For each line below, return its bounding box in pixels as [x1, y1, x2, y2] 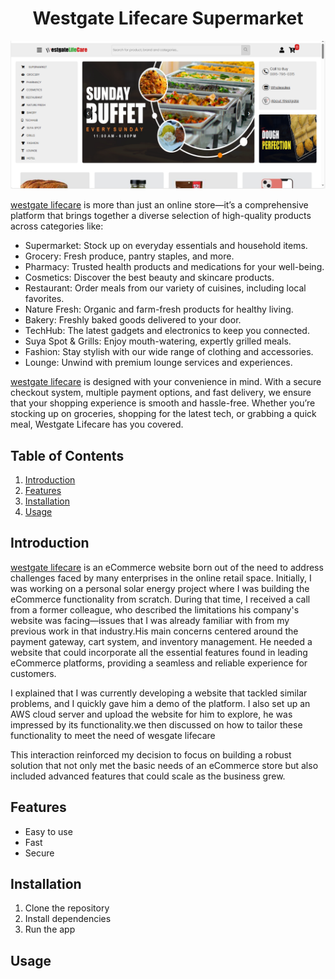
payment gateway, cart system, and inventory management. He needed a [10, 635, 313, 647]
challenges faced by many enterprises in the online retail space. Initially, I [10, 572, 312, 584]
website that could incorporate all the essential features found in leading [10, 646, 308, 658]
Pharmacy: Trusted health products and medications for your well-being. [24, 261, 325, 273]
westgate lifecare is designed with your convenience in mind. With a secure [10, 376, 322, 388]
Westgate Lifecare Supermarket [32, 7, 304, 30]
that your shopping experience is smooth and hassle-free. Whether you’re [10, 397, 316, 409]
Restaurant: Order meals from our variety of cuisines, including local [24, 282, 307, 294]
